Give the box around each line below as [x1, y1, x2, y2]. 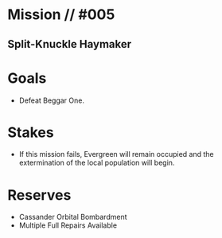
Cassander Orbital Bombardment [18, 213, 128, 222]
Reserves [7, 185, 72, 204]
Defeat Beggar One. [18, 96, 85, 105]
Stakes [7, 123, 54, 141]
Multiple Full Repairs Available [18, 220, 117, 230]
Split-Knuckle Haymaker [7, 37, 132, 51]
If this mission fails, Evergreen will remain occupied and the [18, 150, 214, 159]
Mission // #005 [7, 6, 115, 24]
